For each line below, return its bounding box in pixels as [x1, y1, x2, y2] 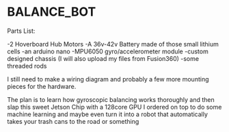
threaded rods [7, 62, 47, 70]
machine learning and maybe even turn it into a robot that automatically [7, 110, 208, 118]
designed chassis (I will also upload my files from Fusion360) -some [7, 54, 200, 62]
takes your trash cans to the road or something [7, 117, 139, 125]
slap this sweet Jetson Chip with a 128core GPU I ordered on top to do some [7, 103, 222, 111]
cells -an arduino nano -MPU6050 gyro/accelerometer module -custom [7, 47, 208, 55]
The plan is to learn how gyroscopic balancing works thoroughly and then [7, 95, 215, 103]
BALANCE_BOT [7, 4, 96, 20]
